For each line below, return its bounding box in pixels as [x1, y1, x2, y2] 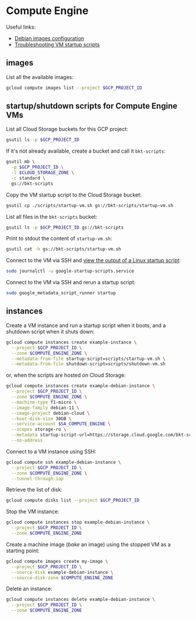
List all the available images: [6, 73, 74, 80]
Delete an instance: [6, 585, 52, 592]
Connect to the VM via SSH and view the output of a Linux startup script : [6, 257, 181, 264]
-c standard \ [11, 175, 45, 181]
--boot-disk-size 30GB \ [11, 415, 72, 422]
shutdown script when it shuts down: [6, 328, 95, 335]
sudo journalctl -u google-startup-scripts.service [6, 268, 134, 274]
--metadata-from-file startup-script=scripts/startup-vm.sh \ [11, 356, 166, 362]
